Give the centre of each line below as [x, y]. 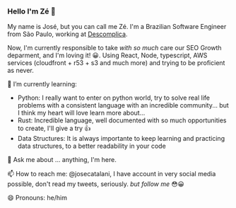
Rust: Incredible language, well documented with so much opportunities [122, 120]
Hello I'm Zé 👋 [31, 11]
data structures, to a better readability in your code [92, 146]
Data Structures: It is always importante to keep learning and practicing [121, 139]
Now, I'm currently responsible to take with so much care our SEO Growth [114, 48]
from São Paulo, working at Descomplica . [67, 34]
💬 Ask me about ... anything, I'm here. [62, 160]
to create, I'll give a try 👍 [54, 128]
